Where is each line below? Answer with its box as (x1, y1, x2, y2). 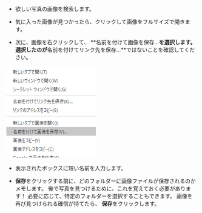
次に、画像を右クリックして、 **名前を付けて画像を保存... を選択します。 (15, 39, 196, 45)
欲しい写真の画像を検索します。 (15, 5, 95, 12)
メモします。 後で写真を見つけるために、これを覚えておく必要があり (15, 185, 186, 192)
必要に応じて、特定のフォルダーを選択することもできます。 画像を (27, 192, 193, 200)
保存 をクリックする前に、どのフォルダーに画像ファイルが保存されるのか (15, 177, 196, 185)
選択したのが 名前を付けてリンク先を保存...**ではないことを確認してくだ (15, 46, 195, 53)
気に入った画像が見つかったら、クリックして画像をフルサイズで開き (15, 18, 185, 25)
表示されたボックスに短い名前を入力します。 (15, 165, 126, 171)
